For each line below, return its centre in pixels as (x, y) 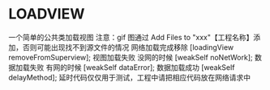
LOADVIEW (47, 14)
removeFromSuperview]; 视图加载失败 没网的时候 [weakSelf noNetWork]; (131, 57)
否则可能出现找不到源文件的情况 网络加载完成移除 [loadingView (128, 47)
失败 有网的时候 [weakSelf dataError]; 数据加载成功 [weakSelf (132, 67)
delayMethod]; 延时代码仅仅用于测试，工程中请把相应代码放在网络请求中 (130, 77)
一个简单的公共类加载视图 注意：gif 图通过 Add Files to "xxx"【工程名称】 (131, 37)
